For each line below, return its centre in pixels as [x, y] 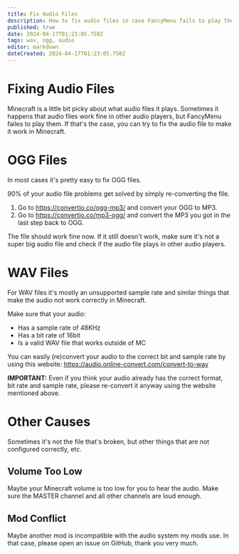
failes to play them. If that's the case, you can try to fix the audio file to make [119, 124]
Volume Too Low [45, 472]
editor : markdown [33, 47]
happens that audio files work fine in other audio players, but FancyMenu [115, 116]
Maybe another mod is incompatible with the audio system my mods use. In [118, 535]
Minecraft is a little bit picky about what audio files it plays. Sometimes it [113, 108]
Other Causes [49, 422]
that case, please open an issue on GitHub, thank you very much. [103, 543]
